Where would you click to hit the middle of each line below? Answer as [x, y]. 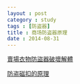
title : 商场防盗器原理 [37, 32]
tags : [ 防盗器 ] [29, 26]
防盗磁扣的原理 [28, 74]
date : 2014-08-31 [33, 39]
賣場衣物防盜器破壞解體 [40, 59]
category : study [32, 20]
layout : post [27, 13]
